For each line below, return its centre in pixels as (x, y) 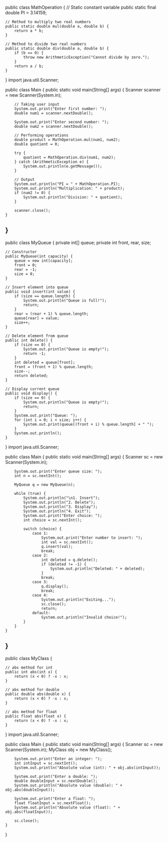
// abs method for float (31, 712)
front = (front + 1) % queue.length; (54, 367)
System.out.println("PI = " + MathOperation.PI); (67, 184)
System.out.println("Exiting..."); (78, 599)
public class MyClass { (29, 658)
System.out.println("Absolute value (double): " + (68, 785)
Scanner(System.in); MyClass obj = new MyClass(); (59, 750)
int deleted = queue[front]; (45, 362)
